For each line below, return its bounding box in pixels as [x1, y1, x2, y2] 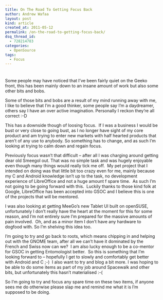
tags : [5, 52, 16, 57]
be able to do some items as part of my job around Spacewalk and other [5, 265, 150, 270]
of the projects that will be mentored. [5, 194, 79, 200]
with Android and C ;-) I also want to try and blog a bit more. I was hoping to [5, 259, 159, 265]
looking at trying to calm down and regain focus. [5, 143, 102, 149]
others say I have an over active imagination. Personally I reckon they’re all [5, 108, 155, 114]
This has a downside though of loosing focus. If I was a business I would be [5, 123, 158, 128]
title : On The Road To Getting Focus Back [5, 7, 92, 12]
